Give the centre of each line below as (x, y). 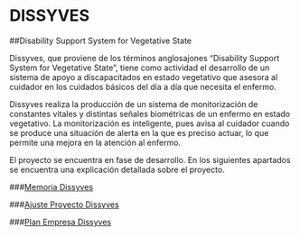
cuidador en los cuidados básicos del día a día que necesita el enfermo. (143, 86)
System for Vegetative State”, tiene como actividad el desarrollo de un (140, 68)
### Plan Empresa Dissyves (60, 222)
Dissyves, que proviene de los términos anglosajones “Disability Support (145, 58)
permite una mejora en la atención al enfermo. (95, 142)
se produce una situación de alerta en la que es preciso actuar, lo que (139, 132)
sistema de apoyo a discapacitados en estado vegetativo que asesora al (144, 77)
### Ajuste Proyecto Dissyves (64, 204)
